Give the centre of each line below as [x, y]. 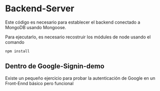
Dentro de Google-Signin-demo [55, 66]
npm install [17, 51]
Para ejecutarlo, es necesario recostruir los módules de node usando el [78, 37]
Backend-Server [40, 9]
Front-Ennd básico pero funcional [39, 83]
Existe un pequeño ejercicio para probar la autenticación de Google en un [80, 78]
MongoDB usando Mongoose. [36, 27]
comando [15, 42]
